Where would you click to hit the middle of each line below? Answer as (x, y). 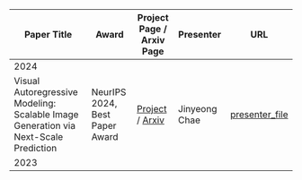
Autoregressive (46, 92)
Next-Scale (39, 137)
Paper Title (48, 34)
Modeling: (35, 103)
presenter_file (259, 114)
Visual (27, 81)
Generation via (45, 126)
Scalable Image (46, 114)
